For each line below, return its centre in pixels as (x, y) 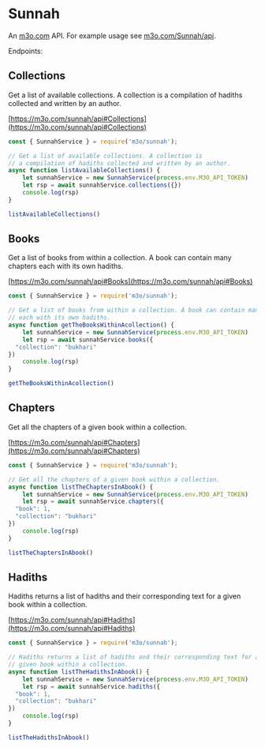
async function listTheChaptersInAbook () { (81, 487)
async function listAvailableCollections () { (84, 171)
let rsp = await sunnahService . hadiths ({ (91, 686)
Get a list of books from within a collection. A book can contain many (120, 258)
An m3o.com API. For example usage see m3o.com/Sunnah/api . (112, 36)
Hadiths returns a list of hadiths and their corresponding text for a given (125, 596)
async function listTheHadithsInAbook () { (79, 672)
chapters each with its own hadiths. (66, 266)
